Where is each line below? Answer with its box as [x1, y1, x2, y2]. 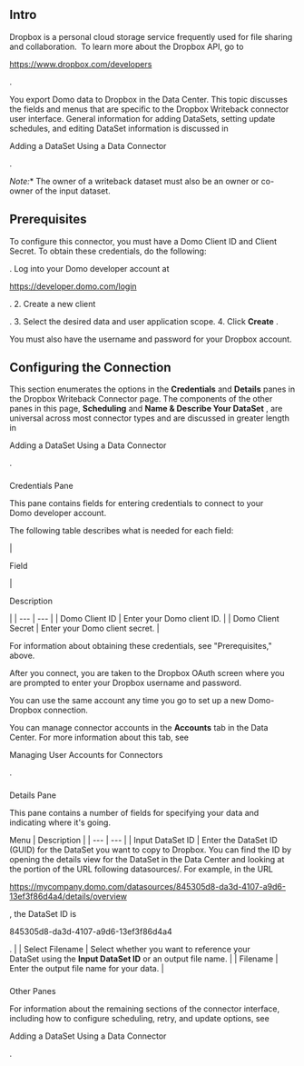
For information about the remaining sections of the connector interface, [9, 1003, 279, 1014]
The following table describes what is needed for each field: [9, 525, 234, 536]
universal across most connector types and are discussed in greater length [9, 413, 290, 423]
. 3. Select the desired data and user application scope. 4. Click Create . [9, 315, 279, 326]
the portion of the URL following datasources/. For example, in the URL [9, 863, 274, 875]
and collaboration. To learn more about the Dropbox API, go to [9, 41, 244, 52]
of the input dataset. [34, 185, 111, 196]
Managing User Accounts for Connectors [9, 750, 163, 761]
